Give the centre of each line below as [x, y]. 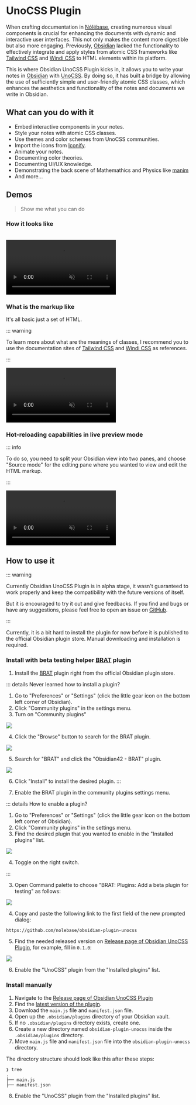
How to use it [30, 560]
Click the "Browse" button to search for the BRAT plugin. [82, 736]
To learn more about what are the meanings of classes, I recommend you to [97, 342]
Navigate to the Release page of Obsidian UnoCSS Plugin [84, 997]
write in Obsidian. [27, 94]
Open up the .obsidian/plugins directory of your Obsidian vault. [92, 1016]
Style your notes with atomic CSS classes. [65, 133]
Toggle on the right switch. [47, 862]
